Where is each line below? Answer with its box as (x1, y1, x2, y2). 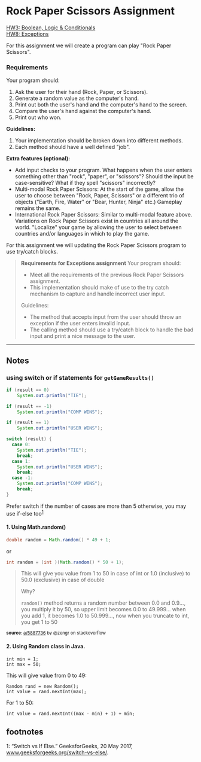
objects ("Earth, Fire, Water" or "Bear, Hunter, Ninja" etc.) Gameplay (14, 199, 182, 206)
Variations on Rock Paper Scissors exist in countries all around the (14, 217, 178, 225)
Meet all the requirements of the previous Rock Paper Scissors (29, 271, 184, 279)
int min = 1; (6, 656, 39, 662)
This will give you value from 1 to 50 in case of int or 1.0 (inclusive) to (20, 570, 191, 577)
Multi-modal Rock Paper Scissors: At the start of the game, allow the (14, 185, 184, 193)
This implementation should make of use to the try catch (29, 284, 169, 291)
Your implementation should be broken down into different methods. (14, 137, 184, 144)
